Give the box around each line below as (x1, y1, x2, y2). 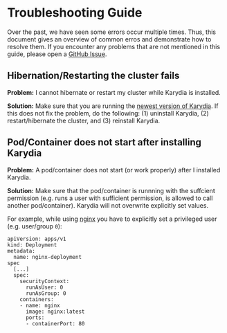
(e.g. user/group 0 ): (7, 222, 62, 230)
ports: (25, 314, 45, 321)
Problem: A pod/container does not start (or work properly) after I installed (7, 165, 221, 174)
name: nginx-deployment (13, 253, 82, 260)
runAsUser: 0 (25, 284, 64, 291)
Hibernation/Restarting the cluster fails (7, 70, 180, 82)
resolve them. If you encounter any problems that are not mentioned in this (7, 42, 220, 51)
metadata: (7, 247, 36, 254)
